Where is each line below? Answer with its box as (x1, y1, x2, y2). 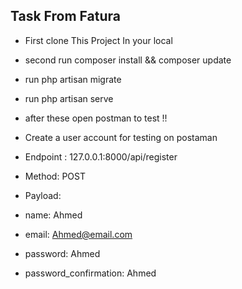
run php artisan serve (24, 92, 114, 104)
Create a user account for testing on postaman (24, 131, 218, 143)
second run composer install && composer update (24, 54, 232, 66)
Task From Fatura (10, 8, 121, 25)
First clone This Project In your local (24, 34, 173, 46)
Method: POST (24, 170, 86, 182)
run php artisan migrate (24, 73, 122, 85)
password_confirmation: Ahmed (24, 267, 157, 279)
